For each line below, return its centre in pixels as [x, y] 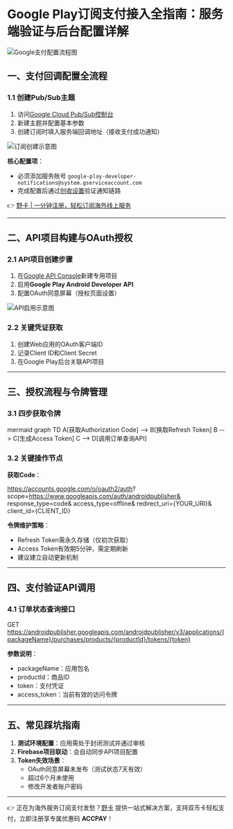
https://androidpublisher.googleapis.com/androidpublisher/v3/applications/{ [116, 632]
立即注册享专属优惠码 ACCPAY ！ [66, 819]
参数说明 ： [23, 654]
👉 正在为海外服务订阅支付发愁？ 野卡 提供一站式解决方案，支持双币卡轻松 [113, 808]
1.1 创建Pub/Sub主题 [41, 98]
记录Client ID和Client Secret [57, 353]
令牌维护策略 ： [28, 525]
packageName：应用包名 [53, 669]
